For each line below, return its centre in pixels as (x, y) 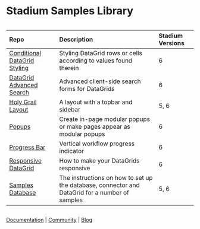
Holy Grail (23, 102)
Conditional (25, 53)
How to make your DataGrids (99, 160)
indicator (72, 151)
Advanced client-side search (100, 81)
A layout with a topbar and (96, 102)
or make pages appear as (95, 126)
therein (69, 68)
